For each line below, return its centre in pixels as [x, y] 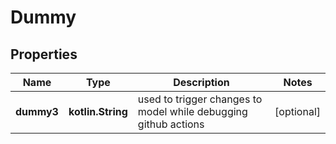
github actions [171, 124]
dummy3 [37, 111]
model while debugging [192, 111]
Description [201, 82]
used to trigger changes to [200, 99]
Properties [44, 54]
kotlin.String [98, 111]
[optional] [297, 111]
